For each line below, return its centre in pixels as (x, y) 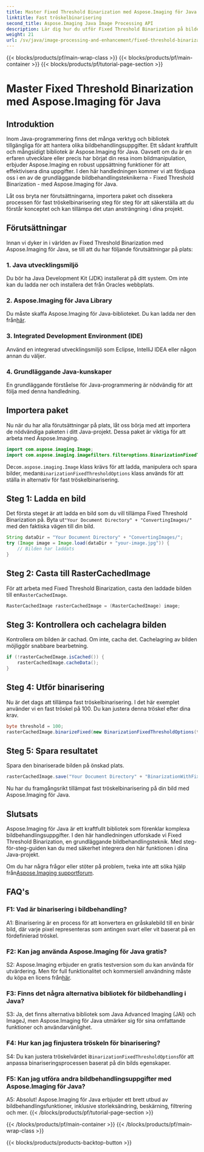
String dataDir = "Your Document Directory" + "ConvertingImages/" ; (95, 538)
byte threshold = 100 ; (35, 726)
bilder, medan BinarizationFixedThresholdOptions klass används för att (95, 473)
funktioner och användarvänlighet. (49, 1027)
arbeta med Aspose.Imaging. (42, 438)
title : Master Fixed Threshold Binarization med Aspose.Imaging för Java (102, 12)
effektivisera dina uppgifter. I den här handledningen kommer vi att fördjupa (101, 171)
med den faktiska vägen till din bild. (51, 526)
